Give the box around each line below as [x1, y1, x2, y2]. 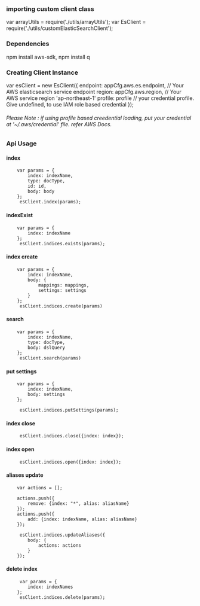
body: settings [27, 391, 66, 398]
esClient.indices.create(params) [19, 303, 103, 309]
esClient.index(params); [19, 199, 82, 205]
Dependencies [6, 39, 50, 48]
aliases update [6, 471, 44, 479]
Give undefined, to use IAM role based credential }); [6, 101, 134, 108]
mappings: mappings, [38, 282, 90, 288]
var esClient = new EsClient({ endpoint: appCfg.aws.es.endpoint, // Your [6, 81, 184, 89]
